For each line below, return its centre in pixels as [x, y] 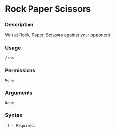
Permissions [20, 70]
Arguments [19, 93]
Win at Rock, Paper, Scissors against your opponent [58, 35]
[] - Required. [21, 125]
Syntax [14, 115]
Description [19, 25]
